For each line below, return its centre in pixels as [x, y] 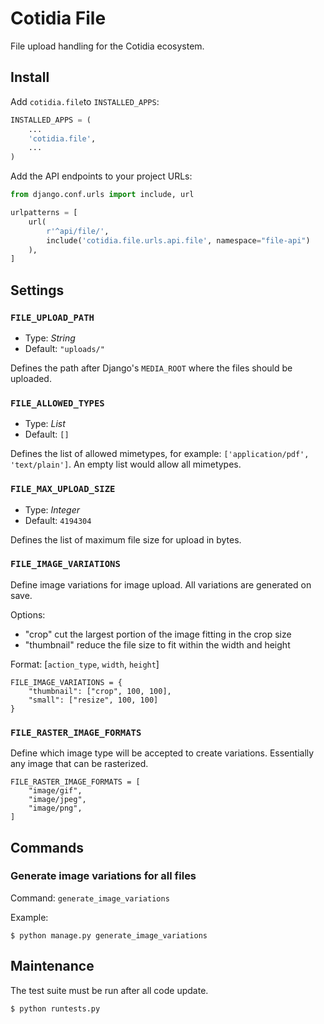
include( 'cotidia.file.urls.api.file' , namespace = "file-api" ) [178, 240]
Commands [47, 847]
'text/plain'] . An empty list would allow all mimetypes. [126, 464]
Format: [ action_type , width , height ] [85, 664]
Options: [28, 614]
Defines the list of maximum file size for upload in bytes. [126, 539]
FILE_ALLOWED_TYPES [57, 403]
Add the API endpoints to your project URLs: [101, 176]
